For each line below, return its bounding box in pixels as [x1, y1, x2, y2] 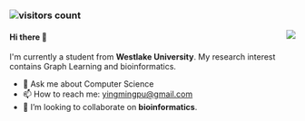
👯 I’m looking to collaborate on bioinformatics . [22, 102, 198, 113]
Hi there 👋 [9, 32, 47, 42]
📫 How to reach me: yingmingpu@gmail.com [22, 88, 193, 99]
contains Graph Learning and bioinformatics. [9, 61, 177, 72]
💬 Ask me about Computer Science [22, 79, 154, 89]
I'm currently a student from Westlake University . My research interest [9, 51, 276, 62]
